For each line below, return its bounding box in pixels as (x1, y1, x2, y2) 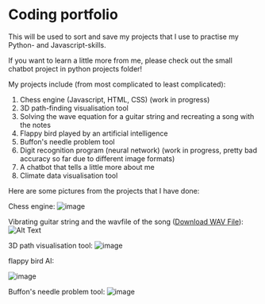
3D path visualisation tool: (8, 241, 94, 250)
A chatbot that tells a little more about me (19, 162, 155, 171)
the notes (19, 120, 52, 129)
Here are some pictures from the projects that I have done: (8, 186, 200, 195)
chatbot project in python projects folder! (8, 63, 143, 73)
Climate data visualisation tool (19, 171, 118, 180)
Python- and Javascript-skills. (8, 40, 107, 49)
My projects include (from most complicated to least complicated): (8, 79, 226, 89)
